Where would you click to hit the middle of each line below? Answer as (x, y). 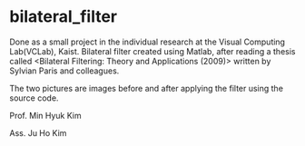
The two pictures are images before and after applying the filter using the (147, 88)
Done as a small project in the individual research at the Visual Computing (148, 42)
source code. (34, 98)
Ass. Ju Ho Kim (38, 132)
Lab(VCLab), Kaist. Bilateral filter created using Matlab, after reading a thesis (152, 51)
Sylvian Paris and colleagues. (64, 71)
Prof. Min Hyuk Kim (45, 115)
